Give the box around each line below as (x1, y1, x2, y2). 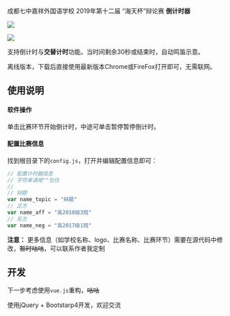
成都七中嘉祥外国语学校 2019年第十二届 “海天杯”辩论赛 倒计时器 (7, 7, 190, 15)
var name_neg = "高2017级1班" (7, 222, 92, 229)
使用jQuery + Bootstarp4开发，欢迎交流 (7, 301, 121, 309)
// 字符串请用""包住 (7, 177, 60, 184)
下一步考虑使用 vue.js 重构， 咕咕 (7, 286, 100, 294)
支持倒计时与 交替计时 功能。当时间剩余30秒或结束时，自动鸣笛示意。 (7, 48, 204, 56)
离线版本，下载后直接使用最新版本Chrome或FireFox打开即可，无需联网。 (7, 63, 216, 70)
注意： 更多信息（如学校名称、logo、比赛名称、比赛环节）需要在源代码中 (7, 235, 217, 244)
